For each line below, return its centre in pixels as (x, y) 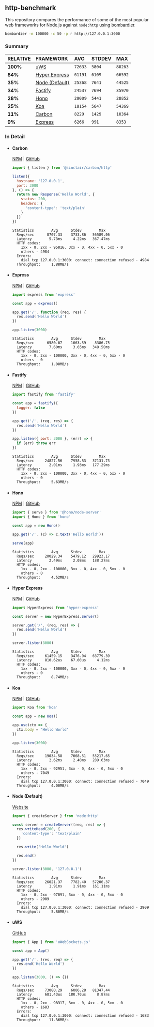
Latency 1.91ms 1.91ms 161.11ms (63, 886)
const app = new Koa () (35, 716)
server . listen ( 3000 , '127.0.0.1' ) (47, 869)
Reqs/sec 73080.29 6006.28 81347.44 (63, 990)
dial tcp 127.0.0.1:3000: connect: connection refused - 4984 (85, 260)
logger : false (31, 408)
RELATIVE (19, 59)
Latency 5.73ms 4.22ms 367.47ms (63, 239)
